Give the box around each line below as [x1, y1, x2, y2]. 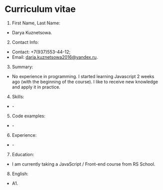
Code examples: [11, 113, 46, 119]
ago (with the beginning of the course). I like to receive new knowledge [11, 79, 158, 85]
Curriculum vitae [4, 3, 76, 15]
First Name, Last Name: [11, 20, 60, 26]
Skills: [11, 94, 24, 99]
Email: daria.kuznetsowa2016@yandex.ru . [11, 54, 98, 60]
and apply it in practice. [11, 84, 61, 90]
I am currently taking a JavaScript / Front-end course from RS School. [11, 161, 156, 167]
